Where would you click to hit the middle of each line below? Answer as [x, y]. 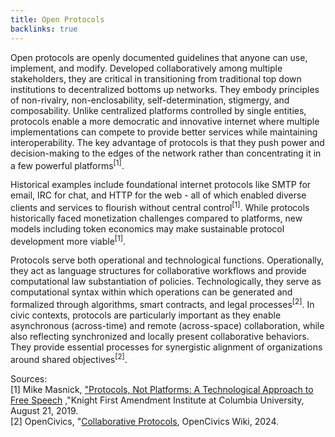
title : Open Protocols [57, 19]
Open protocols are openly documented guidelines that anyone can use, [159, 57]
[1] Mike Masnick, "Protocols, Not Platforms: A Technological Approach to [162, 389]
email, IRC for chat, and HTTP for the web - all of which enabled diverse [158, 195]
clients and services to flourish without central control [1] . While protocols [160, 206]
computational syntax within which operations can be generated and [151, 292]
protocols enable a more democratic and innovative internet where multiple [165, 121]
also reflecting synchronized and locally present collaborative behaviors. [160, 337]
